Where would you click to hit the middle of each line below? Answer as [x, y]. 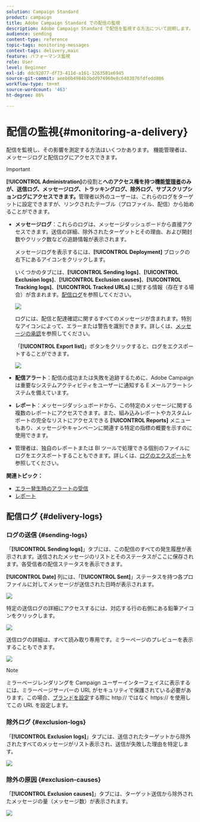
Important [18, 169]
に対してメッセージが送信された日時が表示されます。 [92, 584]
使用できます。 [33, 435]
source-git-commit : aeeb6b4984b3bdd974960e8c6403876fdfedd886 [85, 78]
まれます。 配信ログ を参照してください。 [85, 295]
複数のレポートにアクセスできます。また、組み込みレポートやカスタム [101, 412]
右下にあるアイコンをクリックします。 [61, 259]
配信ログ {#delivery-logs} [55, 516]
